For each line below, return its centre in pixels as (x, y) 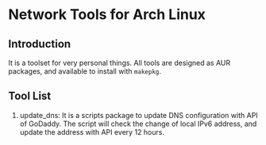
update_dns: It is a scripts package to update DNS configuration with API (139, 115)
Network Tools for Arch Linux (107, 15)
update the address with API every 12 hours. (92, 132)
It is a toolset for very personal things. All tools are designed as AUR (120, 63)
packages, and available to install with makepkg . (85, 71)
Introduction (40, 44)
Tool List (30, 96)
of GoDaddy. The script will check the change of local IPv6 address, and (138, 124)
